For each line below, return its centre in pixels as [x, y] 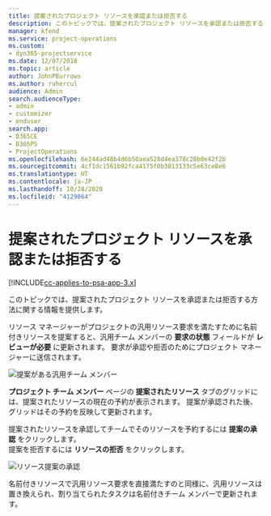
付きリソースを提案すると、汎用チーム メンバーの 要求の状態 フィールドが [131, 336]
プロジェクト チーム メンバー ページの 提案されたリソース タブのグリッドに [133, 391]
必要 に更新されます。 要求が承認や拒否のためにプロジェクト [137, 347]
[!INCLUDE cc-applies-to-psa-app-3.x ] [72, 282]
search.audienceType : [45, 99]
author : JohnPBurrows [45, 76]
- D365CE [23, 136]
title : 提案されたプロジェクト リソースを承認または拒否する [98, 16]
